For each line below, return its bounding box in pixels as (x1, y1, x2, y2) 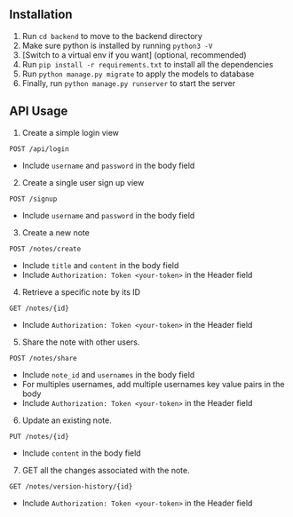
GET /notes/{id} (9, 304, 69, 313)
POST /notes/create (9, 244, 82, 253)
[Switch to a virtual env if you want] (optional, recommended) (21, 49, 247, 60)
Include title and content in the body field (21, 259, 179, 270)
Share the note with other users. (21, 337, 140, 347)
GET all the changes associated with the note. (21, 465, 190, 475)
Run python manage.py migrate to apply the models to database (21, 68, 255, 79)
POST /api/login (9, 144, 69, 154)
